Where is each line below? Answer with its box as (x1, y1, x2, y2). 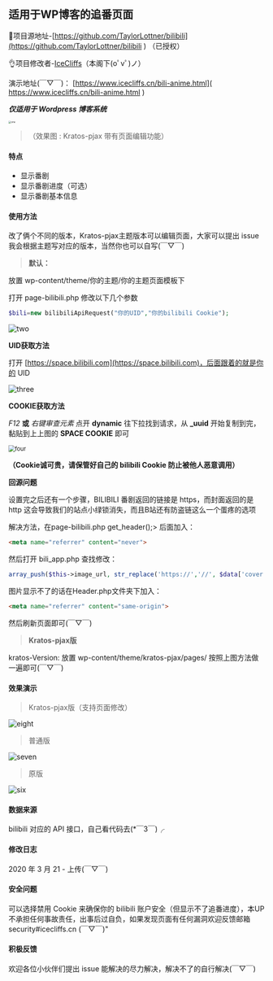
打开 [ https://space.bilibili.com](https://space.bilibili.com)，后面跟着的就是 (8, 358, 258, 368)
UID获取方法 (8, 341, 50, 351)
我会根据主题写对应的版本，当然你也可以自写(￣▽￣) (8, 241, 185, 251)
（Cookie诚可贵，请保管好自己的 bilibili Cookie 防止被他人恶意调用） (8, 460, 240, 470)
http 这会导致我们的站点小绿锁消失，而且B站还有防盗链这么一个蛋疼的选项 (8, 505, 257, 515)
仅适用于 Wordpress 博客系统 (8, 104, 107, 114)
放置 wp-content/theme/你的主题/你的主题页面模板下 (8, 276, 185, 286)
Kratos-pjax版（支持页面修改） (28, 703, 132, 713)
